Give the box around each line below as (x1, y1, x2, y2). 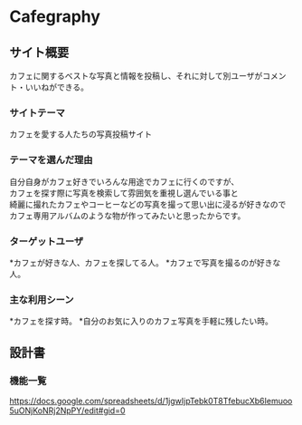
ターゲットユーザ (9, 235, 84, 247)
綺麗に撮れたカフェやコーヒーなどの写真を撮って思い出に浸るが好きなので (9, 198, 287, 209)
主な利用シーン (9, 293, 74, 305)
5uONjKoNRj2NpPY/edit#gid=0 (9, 405, 126, 416)
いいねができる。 (24, 82, 89, 92)
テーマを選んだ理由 (9, 154, 93, 167)
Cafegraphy (9, 6, 101, 27)
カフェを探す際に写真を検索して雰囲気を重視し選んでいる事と (9, 188, 239, 198)
